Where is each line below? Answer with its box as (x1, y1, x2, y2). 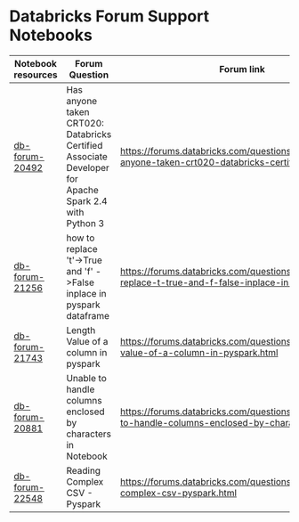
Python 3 (66, 216, 105, 229)
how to (66, 232, 95, 244)
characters (66, 428, 112, 440)
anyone (66, 94, 98, 107)
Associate (66, 150, 109, 162)
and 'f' (66, 265, 93, 277)
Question (69, 69, 109, 81)
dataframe (66, 309, 109, 322)
